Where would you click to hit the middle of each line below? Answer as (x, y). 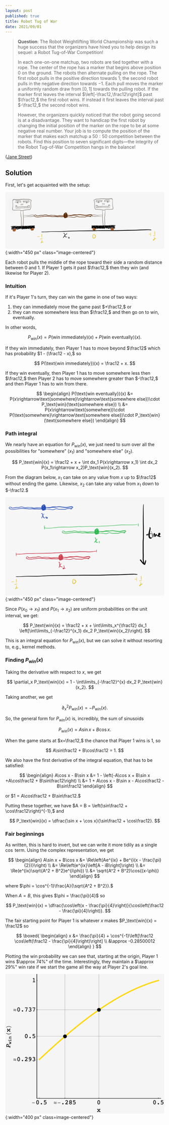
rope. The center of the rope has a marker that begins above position (89, 68)
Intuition (16, 286)
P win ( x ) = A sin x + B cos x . (85, 730)
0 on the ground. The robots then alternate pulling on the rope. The (87, 73)
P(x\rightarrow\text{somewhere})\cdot (85, 410)
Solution (19, 173)
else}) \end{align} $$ (104, 420)
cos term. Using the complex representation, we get (60, 850)
